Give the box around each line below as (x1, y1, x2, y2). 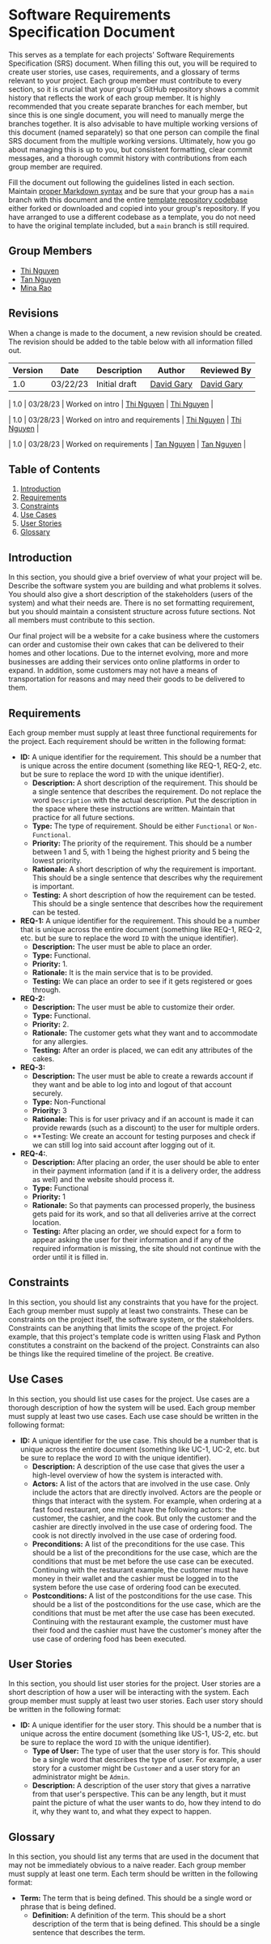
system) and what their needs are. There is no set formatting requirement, (8, 598, 255, 608)
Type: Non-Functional (32, 1097, 107, 1107)
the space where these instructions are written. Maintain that (32, 804, 235, 813)
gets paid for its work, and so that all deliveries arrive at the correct (32, 1209, 256, 1219)
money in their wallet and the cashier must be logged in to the (32, 1573, 239, 1583)
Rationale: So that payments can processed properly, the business (32, 1201, 256, 1210)
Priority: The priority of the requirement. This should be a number (32, 838, 252, 848)
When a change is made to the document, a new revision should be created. (8, 328, 263, 338)
